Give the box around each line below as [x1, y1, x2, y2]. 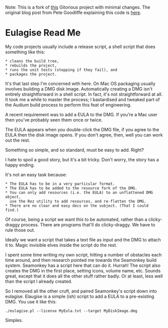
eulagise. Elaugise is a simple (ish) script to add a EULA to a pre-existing [5, 293, 154, 299]
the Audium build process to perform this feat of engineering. [5, 102, 131, 108]
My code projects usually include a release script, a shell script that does [5, 44, 156, 50]
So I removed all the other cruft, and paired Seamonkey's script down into [5, 288, 157, 294]
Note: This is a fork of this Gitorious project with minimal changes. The [5, 5, 150, 10]
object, [5, 194, 21, 199]
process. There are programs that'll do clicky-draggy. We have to [20, 221, 155, 227]
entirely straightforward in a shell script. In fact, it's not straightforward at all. [5, 91, 163, 97]
